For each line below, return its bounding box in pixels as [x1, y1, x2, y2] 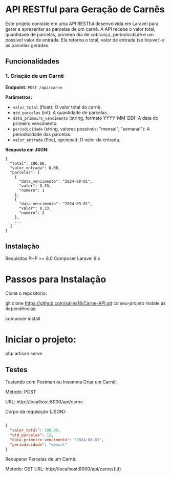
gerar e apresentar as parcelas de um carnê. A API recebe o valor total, [5, 26, 156, 32]
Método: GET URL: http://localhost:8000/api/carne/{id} [5, 466, 121, 472]
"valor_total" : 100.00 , [10, 428, 60, 433]
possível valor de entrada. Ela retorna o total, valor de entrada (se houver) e [5, 37, 165, 43]
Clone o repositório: [5, 290, 47, 296]
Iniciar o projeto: [5, 334, 77, 345]
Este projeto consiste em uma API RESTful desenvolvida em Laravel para [5, 20, 159, 27]
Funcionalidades [5, 57, 60, 66]
